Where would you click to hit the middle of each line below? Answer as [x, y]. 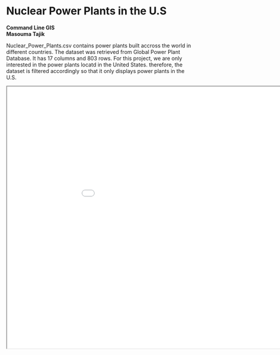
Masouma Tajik [25, 34]
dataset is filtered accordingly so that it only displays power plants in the [95, 71]
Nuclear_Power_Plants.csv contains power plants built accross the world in [99, 45]
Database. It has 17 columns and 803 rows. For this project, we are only [94, 58]
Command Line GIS [31, 28]
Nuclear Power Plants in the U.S [86, 11]
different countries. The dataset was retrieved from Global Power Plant [93, 51]
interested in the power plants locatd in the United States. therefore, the [95, 65]
